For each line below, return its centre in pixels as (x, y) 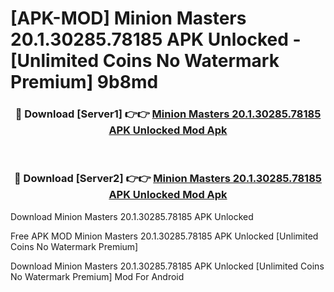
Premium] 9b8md (84, 82)
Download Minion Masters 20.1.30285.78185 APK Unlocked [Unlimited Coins (167, 266)
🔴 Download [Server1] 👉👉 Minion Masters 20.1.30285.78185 (168, 114)
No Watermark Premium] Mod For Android (97, 276)
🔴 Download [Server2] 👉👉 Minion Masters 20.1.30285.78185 (168, 179)
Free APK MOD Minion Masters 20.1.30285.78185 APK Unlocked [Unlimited (164, 236)
